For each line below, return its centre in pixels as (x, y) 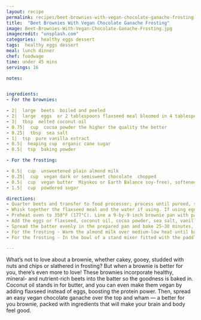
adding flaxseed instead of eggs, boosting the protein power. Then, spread (98, 291)
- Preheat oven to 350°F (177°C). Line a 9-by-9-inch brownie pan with (97, 215)
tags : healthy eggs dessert (42, 45)
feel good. (19, 310)
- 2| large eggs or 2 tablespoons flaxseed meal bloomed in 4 (89, 116)
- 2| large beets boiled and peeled (56, 111)
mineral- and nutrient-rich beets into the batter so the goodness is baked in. (100, 279)
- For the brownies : (32, 100)
